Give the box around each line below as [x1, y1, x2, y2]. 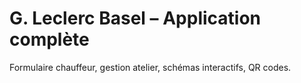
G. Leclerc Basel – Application [9, 7, 262, 30]
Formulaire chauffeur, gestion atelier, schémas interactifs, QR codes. [9, 61, 292, 73]
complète [9, 28, 90, 51]
